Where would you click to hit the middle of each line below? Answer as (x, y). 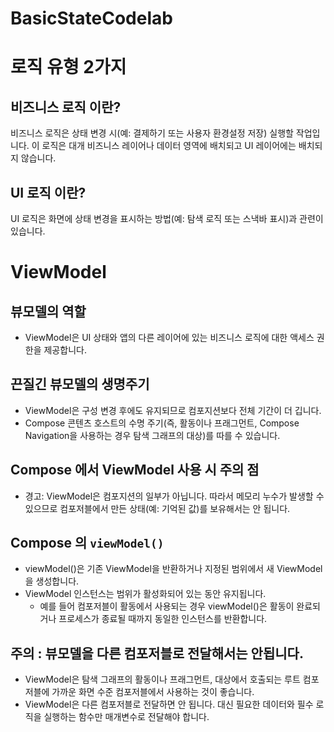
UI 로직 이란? (48, 192)
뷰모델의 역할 (48, 311)
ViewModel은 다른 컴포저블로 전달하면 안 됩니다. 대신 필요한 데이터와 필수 (169, 704)
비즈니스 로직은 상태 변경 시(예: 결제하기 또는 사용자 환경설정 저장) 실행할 (152, 133)
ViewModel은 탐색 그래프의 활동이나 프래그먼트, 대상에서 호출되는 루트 (162, 679)
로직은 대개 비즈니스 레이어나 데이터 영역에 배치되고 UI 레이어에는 (169, 146)
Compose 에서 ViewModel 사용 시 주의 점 (135, 470)
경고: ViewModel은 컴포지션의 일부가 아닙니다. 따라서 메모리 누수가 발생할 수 (174, 496)
